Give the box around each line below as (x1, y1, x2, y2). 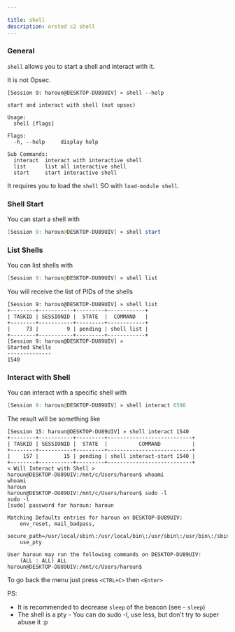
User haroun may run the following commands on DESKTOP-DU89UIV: (7, 551, 201, 558)
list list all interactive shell (13, 163, 127, 170)
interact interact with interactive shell (13, 157, 142, 164)
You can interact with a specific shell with (7, 388, 127, 397)
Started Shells (7, 344, 52, 351)
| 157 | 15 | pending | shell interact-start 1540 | (7, 453, 196, 460)
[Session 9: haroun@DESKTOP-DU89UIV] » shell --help (7, 89, 164, 96)
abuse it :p (17, 618, 48, 626)
